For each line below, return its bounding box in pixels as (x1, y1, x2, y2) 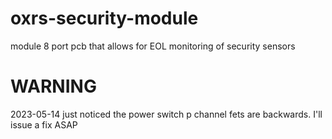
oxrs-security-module (10, 7, 199, 30)
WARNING (10, 75, 97, 98)
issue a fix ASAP (10, 118, 78, 131)
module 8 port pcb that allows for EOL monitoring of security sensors (10, 40, 296, 52)
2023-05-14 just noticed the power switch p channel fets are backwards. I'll (10, 108, 323, 120)
